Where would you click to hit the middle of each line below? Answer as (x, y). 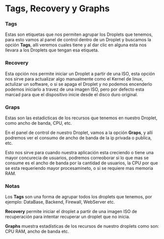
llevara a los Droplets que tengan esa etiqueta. (52, 50)
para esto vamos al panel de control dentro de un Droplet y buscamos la (78, 40)
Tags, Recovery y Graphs (57, 9)
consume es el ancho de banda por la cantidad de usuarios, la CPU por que (82, 163)
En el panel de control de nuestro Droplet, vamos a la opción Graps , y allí (79, 133)
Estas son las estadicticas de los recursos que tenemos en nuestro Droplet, (81, 118)
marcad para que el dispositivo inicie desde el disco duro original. (72, 94)
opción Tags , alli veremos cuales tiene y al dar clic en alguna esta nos (76, 45)
